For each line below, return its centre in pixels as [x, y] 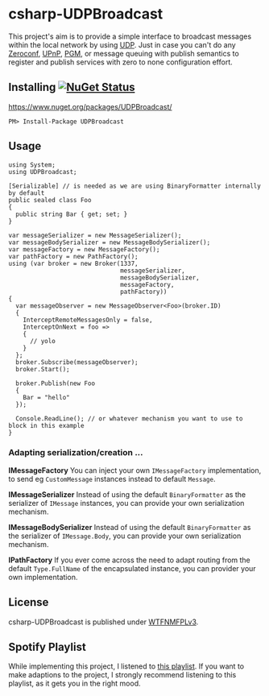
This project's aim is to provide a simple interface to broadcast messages [130, 36]
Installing [32, 87]
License [29, 602]
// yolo [43, 341]
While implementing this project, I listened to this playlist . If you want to [126, 666]
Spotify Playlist [47, 647]
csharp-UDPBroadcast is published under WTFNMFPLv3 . [103, 622]
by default [27, 193]
